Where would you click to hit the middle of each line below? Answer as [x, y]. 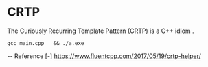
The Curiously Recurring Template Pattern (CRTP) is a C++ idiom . [101, 31]
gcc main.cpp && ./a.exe [46, 43]
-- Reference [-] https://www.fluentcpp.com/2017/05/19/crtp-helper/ [104, 56]
